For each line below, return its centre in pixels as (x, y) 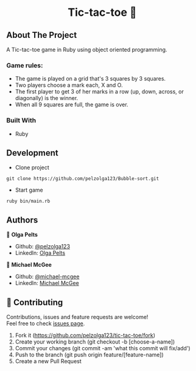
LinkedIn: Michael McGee (47, 283)
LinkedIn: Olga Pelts (40, 253)
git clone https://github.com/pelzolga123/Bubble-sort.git (83, 179)
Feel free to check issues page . (46, 323)
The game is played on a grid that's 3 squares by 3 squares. (90, 79)
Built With (21, 120)
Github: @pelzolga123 (43, 247)
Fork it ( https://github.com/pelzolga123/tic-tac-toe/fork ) (85, 336)
